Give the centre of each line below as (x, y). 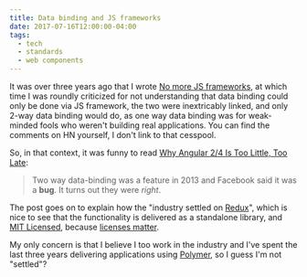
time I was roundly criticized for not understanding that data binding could (149, 96)
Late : (19, 162)
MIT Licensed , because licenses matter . (85, 227)
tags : (20, 35)
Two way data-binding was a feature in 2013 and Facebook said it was (164, 180)
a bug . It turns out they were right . (96, 190)
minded (24, 125)
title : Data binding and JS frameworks (85, 18)
